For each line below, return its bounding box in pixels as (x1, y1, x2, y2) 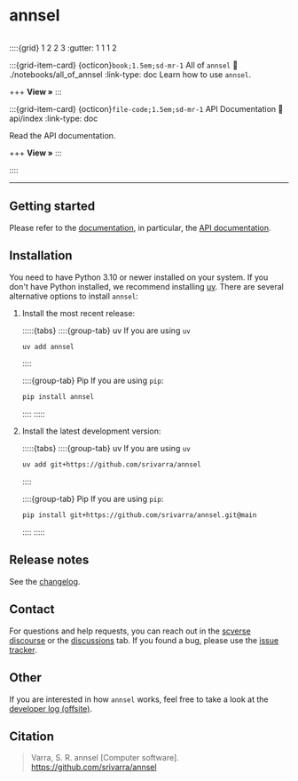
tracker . (9, 644, 37, 655)
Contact (9, 602, 55, 618)
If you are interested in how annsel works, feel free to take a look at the (9, 694, 269, 705)
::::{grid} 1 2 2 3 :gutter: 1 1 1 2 (9, 42, 117, 53)
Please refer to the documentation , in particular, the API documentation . (9, 222, 272, 233)
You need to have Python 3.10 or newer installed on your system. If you (9, 272, 269, 283)
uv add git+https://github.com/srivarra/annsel (21, 460, 201, 469)
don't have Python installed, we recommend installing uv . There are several (9, 281, 284, 291)
